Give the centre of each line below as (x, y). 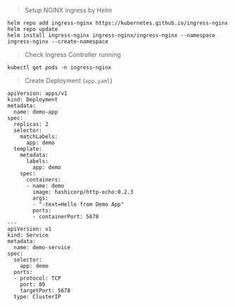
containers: (43, 180)
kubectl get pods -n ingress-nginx (59, 68)
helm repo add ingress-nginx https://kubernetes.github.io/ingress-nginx (118, 23)
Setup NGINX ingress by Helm (68, 10)
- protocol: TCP (37, 278)
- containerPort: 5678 (66, 217)
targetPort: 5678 (45, 291)
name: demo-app (36, 112)
